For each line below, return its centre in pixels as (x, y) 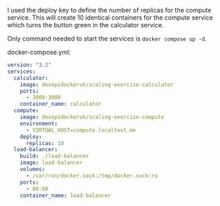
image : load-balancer (51, 163)
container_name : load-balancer (66, 195)
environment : (39, 123)
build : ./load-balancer (55, 156)
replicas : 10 (45, 143)
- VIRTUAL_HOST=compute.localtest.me (81, 130)
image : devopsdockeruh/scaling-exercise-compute (92, 117)
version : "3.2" (29, 65)
